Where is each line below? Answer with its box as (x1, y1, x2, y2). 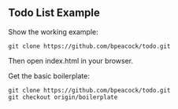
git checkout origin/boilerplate (8, 93, 118, 101)
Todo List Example (8, 6, 101, 20)
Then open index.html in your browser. (8, 56, 134, 65)
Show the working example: (8, 27, 98, 36)
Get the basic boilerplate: (8, 71, 91, 81)
